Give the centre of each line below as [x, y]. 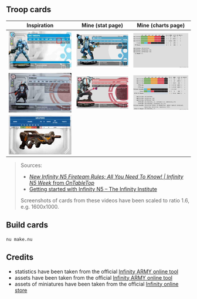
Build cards [27, 225]
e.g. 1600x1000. [40, 207]
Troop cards [29, 10]
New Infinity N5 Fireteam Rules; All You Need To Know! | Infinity [106, 177]
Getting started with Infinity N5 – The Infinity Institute [93, 189]
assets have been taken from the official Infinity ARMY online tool [94, 277]
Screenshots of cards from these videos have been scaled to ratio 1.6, [105, 201]
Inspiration [40, 25]
